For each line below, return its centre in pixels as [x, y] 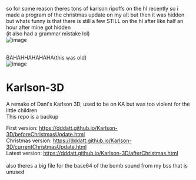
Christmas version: [29, 140]
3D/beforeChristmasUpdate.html [46, 134]
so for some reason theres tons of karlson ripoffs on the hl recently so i [92, 9]
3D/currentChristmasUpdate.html [46, 146]
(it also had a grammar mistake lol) [48, 34]
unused [15, 172]
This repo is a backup [32, 116]
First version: [22, 128]
